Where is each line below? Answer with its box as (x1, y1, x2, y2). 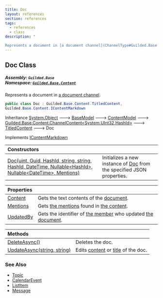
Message (12, 288, 31, 294)
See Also (5, 261, 27, 268)
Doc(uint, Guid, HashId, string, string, (7, 157, 92, 164)
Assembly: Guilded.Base (5, 74, 55, 80)
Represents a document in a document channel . (5, 92, 101, 98)
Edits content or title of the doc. (75, 246, 147, 253)
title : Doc (5, 7, 27, 12)
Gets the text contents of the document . (38, 194, 129, 201)
